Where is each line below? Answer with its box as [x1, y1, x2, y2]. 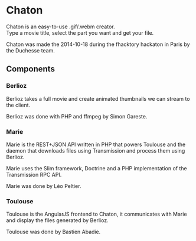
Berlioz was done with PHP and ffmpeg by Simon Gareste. [6, 113, 148, 120]
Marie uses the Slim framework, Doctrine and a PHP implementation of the [6, 164, 187, 171]
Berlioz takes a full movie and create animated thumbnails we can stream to [6, 95, 190, 102]
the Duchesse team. [6, 47, 55, 54]
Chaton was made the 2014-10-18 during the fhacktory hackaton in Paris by [6, 41, 190, 48]
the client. [6, 101, 31, 108]
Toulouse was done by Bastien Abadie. [6, 228, 101, 236]
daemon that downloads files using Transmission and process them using [6, 147, 185, 154]
